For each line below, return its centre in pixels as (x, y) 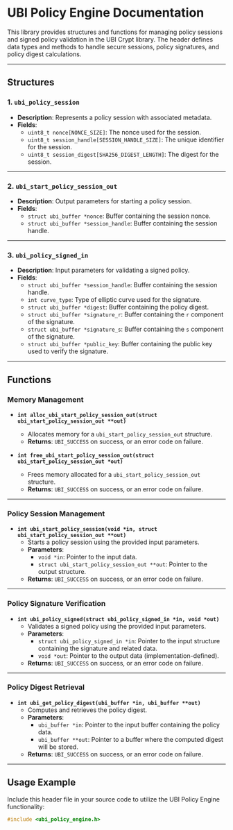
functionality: (26, 806)
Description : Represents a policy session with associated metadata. (114, 117)
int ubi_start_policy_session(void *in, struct (87, 530)
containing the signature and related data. (98, 648)
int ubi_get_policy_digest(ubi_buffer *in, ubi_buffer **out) (109, 703)
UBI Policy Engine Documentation (106, 13)
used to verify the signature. (68, 351)
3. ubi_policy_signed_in (48, 255)
